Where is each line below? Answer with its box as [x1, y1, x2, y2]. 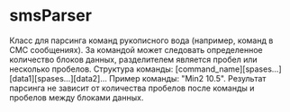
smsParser [9, 5, 93, 26]
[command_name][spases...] [175, 64, 282, 74]
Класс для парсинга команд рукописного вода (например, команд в [9, 35, 274, 46]
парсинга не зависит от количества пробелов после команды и [9, 82, 255, 93]
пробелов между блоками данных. [9, 91, 144, 103]
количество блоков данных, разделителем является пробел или [9, 54, 258, 65]
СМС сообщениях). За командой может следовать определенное [9, 44, 263, 55]
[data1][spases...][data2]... [9, 73, 108, 83]
